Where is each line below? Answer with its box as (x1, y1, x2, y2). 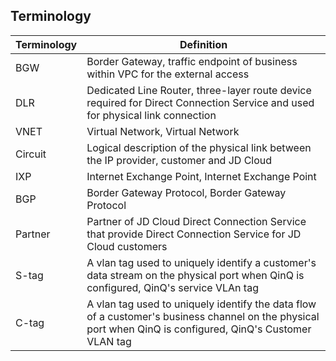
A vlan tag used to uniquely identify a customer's (86, 255, 317, 269)
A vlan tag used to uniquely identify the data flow (86, 297, 317, 311)
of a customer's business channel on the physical (86, 309, 320, 323)
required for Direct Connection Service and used (86, 95, 315, 109)
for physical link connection (86, 108, 217, 122)
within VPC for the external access (86, 67, 250, 81)
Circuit (15, 147, 47, 161)
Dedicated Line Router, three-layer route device (86, 83, 312, 97)
